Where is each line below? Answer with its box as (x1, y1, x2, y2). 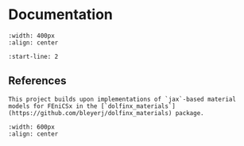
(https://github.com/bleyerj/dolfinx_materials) (8, 109, 172, 117)
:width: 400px (8, 32, 56, 40)
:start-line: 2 (8, 52, 59, 60)
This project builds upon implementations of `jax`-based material (8, 95, 237, 103)
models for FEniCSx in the (8, 102, 98, 110)
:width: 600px (8, 123, 56, 131)
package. (175, 109, 204, 117)
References (8, 74, 67, 88)
